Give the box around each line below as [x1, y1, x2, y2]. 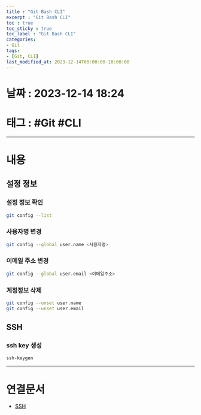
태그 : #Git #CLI [6, 116, 82, 129]
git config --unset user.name [6, 300, 82, 306]
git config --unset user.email [6, 305, 84, 311]
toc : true [6, 20, 33, 26]
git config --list [6, 212, 52, 219]
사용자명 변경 [6, 228, 42, 236]
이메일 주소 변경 [6, 257, 49, 265]
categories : [6, 37, 36, 43]
